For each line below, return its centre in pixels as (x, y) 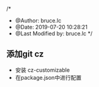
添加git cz (25, 54)
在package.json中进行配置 (48, 77)
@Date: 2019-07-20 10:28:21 (51, 27)
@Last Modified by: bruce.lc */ (54, 33)
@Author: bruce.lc (38, 20)
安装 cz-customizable (42, 70)
